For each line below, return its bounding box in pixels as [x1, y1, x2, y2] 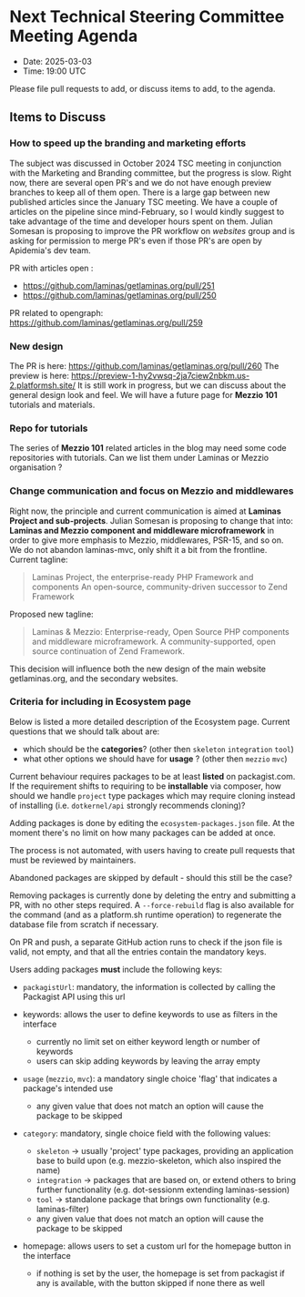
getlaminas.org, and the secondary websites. [9, 672, 179, 684]
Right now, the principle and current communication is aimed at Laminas [9, 506, 282, 516]
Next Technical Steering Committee [9, 6, 285, 27]
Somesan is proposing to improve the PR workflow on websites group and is [9, 225, 296, 236]
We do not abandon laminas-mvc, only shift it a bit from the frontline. [9, 544, 268, 555]
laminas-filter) [36, 1203, 89, 1214]
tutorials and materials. [9, 399, 96, 410]
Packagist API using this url [22, 991, 126, 1002]
